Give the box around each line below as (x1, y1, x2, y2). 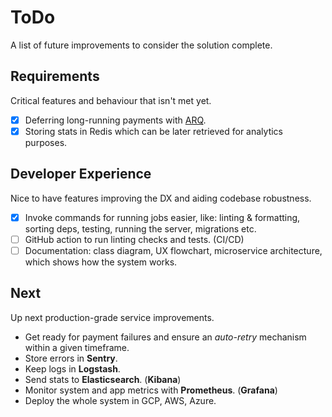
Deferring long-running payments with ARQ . (24, 114, 207, 126)
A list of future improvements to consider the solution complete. (10, 39, 273, 51)
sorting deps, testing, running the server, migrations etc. (24, 222, 257, 235)
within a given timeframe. (24, 341, 130, 353)
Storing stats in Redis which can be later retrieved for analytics (24, 125, 283, 137)
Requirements (10, 68, 100, 85)
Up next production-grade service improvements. (10, 311, 215, 323)
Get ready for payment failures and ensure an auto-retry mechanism (24, 331, 307, 343)
